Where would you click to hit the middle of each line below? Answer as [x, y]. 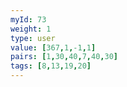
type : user [33, 38]
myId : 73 [28, 19]
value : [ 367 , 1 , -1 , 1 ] [53, 47]
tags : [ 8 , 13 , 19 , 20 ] [51, 66]
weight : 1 [31, 29]
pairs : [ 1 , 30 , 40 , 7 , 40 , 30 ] [64, 57]
